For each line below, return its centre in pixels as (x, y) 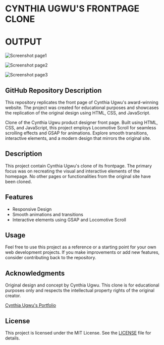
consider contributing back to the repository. (51, 258)
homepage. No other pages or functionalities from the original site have (78, 176)
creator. (13, 296)
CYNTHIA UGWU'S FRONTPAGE (72, 9)
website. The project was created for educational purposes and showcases (82, 108)
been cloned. (19, 181)
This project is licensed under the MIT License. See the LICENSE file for (78, 333)
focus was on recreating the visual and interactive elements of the (73, 171)
